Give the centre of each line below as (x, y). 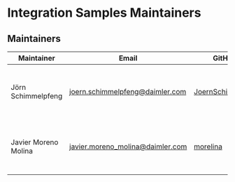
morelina (208, 146)
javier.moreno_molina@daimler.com (128, 146)
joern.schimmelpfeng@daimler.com (128, 92)
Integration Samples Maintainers (104, 13)
